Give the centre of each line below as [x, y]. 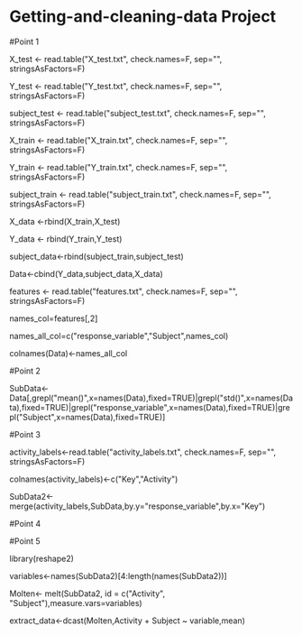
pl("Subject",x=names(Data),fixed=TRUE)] [87, 417]
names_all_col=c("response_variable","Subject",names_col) [119, 336]
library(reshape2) [42, 558]
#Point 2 [25, 371]
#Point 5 [25, 541]
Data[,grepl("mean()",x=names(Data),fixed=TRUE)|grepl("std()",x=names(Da [151, 398]
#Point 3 [25, 434]
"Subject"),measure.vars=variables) [76, 603]
